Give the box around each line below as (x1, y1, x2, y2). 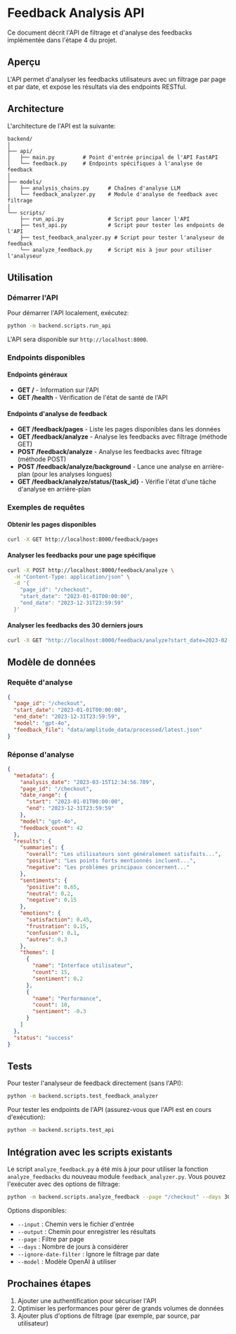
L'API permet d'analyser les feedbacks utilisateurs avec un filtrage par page (7, 75, 226, 83)
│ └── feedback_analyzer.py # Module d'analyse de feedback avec (7, 190, 218, 198)
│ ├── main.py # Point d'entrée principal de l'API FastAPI (7, 154, 218, 161)
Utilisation (7, 271, 53, 283)
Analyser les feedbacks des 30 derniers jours (7, 621, 143, 630)
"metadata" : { (13, 772, 55, 779)
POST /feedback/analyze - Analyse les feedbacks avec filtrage (17, 448, 202, 456)
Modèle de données (7, 656, 96, 668)
